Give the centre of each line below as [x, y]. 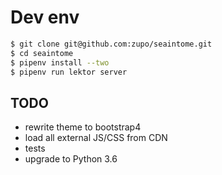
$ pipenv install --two [60, 62]
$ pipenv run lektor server [69, 72]
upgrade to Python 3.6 [71, 159]
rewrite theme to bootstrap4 [83, 127]
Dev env [45, 17]
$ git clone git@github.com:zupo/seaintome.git [111, 44]
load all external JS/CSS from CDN [96, 138]
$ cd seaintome [42, 53]
